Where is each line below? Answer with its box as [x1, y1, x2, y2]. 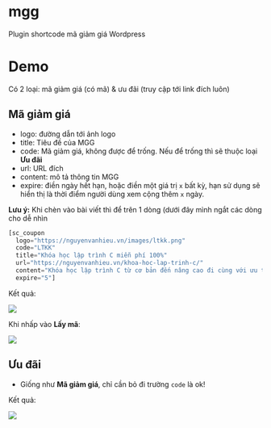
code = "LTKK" [15, 244, 56, 252]
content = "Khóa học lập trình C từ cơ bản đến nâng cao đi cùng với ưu [15, 266, 258, 275]
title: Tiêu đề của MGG [19, 137, 95, 147]
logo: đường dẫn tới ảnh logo [19, 128, 116, 139]
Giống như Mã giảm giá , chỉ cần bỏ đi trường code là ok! [19, 379, 206, 389]
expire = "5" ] [15, 274, 56, 282]
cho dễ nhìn [8, 213, 48, 223]
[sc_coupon [8, 229, 45, 237]
